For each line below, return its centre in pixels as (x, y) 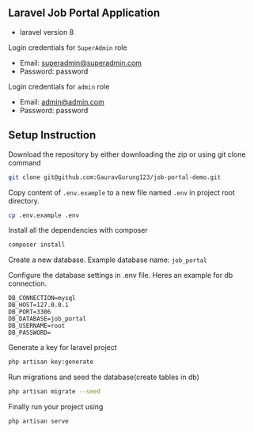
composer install (37, 245)
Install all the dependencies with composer (78, 230)
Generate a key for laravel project (63, 348)
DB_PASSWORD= (30, 333)
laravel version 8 (47, 32)
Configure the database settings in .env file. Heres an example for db (121, 275)
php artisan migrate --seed (55, 392)
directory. (24, 200)
